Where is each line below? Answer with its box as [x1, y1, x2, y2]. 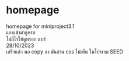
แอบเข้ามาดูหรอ [6, 28, 36, 35]
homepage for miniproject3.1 [6, 23, 75, 30]
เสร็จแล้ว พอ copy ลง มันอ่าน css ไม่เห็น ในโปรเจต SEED [6, 48, 124, 55]
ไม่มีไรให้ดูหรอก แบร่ [6, 35, 46, 42]
